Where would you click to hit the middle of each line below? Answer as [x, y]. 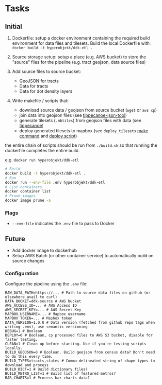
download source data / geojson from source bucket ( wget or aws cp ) [88, 110]
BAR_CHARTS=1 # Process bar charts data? [48, 378]
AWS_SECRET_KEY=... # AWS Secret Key [43, 310]
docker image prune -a [28, 201]
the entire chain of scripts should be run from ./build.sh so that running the [81, 145]
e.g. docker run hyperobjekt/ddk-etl [42, 160]
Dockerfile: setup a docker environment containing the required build [81, 38]
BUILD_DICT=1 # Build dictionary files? [47, 369]
